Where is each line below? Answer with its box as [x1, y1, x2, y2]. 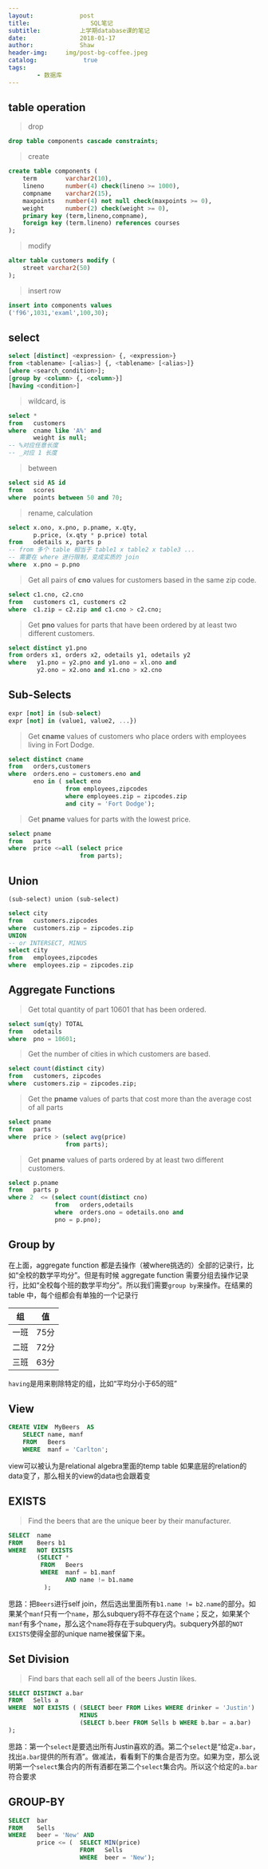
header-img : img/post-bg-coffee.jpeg [8, 49, 148, 57]
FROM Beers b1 [8, 1539, 66, 1547]
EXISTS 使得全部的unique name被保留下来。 [8, 1628, 150, 1638]
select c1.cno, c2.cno [8, 591, 84, 598]
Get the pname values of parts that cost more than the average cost [27, 1094, 252, 1104]
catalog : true [8, 57, 98, 65]
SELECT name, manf [22, 1431, 84, 1439]
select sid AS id [8, 479, 66, 487]
